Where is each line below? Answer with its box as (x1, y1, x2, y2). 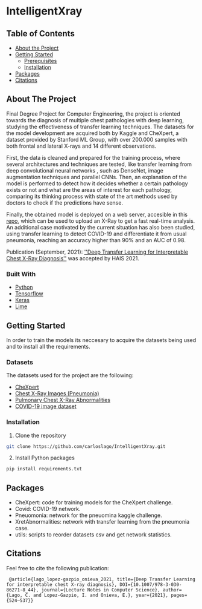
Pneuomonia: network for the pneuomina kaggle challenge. (14, 512, 163, 519)
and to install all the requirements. (6, 343, 90, 350)
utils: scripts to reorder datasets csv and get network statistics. (14, 531, 172, 538)
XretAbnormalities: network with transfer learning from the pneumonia (14, 518, 190, 525)
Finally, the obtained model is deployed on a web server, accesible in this (6, 211, 188, 218)
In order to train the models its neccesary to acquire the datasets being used (6, 336, 197, 343)
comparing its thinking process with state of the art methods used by (6, 193, 178, 200)
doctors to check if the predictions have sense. (6, 199, 124, 206)
